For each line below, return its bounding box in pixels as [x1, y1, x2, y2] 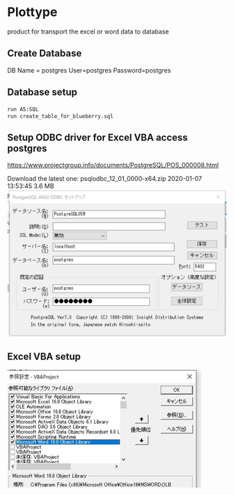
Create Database [7, 47, 82, 59]
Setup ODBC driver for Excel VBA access [7, 131, 188, 143]
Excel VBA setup [7, 350, 81, 362]
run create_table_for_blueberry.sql [7, 112, 114, 119]
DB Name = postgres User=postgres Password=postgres [7, 66, 171, 74]
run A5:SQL [7, 105, 39, 112]
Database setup [7, 87, 78, 98]
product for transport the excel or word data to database [7, 27, 169, 36]
